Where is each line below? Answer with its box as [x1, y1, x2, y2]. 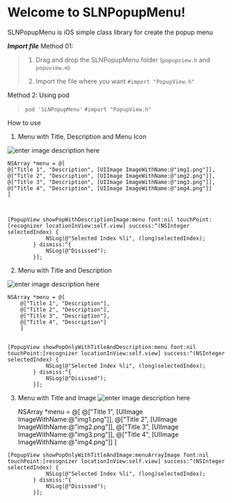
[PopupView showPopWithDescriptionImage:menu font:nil [7, 215, 174, 223]
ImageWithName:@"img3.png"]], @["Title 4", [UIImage [17, 430, 179, 439]
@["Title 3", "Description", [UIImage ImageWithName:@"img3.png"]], [7, 178, 216, 186]
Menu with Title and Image [17, 393, 96, 402]
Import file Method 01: [7, 41, 74, 50]
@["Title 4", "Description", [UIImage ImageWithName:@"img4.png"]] [7, 185, 213, 192]
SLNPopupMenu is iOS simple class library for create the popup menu [7, 28, 213, 36]
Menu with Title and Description [17, 265, 112, 275]
